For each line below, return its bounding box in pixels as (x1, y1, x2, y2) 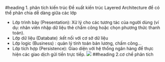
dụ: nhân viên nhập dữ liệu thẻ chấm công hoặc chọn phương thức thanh (12, 25, 161, 31)
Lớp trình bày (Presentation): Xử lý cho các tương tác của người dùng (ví (12, 20, 159, 25)
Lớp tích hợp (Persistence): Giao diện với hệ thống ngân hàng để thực (12, 46, 154, 51)
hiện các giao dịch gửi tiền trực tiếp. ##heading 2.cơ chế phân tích (12, 52, 154, 57)
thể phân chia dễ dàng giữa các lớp (5, 10, 77, 16)
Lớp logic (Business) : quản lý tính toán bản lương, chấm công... (12, 40, 142, 46)
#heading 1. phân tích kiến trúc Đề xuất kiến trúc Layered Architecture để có (5, 5, 160, 10)
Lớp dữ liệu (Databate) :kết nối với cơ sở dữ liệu (12, 35, 108, 41)
